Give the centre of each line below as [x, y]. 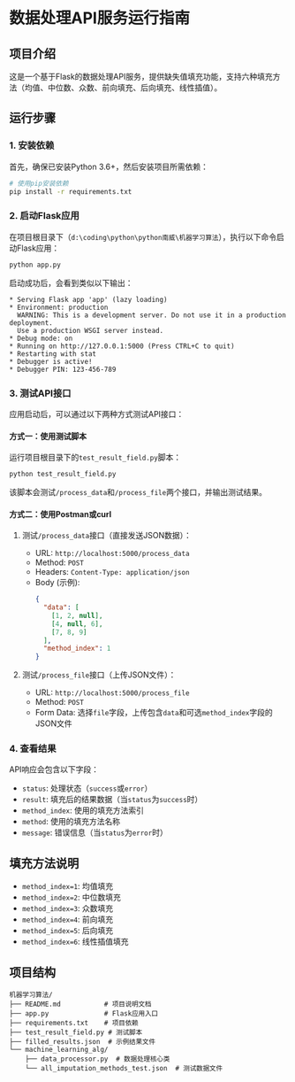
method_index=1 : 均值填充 [68, 886]
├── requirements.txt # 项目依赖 [74, 1024]
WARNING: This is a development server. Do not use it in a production [152, 315]
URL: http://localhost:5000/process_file [112, 692]
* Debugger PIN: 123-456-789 [63, 369]
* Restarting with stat [53, 354]
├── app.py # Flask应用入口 [84, 1014]
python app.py [35, 265]
